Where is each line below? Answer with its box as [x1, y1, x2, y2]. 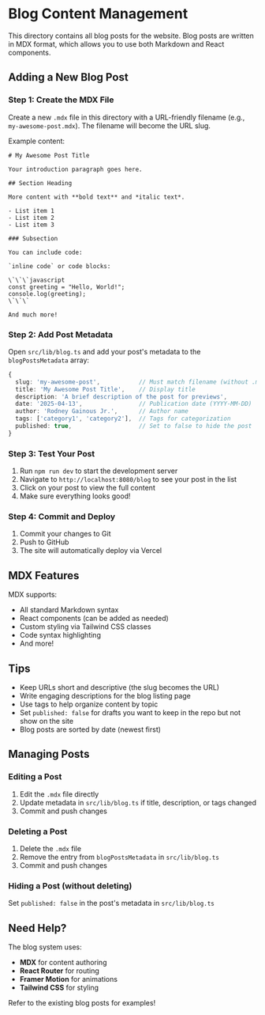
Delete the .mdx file [19, 844, 81, 853]
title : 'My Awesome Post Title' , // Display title [15, 385, 196, 393]
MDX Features [8, 569, 80, 582]
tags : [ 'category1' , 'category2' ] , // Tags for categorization [15, 415, 231, 423]
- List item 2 [8, 214, 55, 222]
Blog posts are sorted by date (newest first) [19, 725, 162, 734]
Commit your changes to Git [19, 529, 112, 539]
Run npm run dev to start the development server [19, 466, 178, 475]
